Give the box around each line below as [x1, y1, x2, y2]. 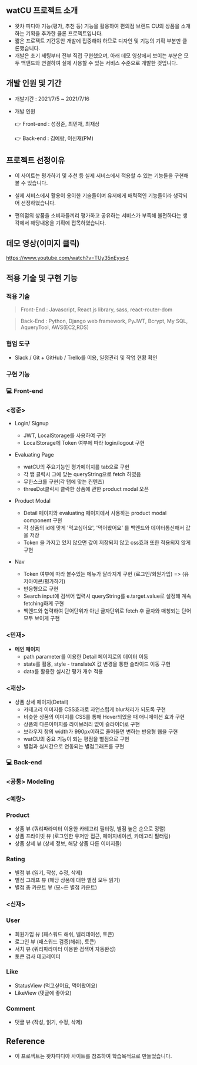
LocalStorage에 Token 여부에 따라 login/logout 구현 [23, 439, 145, 447]
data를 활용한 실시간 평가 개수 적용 [23, 667, 103, 675]
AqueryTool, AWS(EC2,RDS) [20, 324, 89, 331]
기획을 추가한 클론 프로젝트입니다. [25, 30, 103, 37]
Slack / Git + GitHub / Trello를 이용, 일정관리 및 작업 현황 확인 [14, 354, 158, 361]
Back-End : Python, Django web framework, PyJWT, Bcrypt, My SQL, [20, 317, 188, 324]
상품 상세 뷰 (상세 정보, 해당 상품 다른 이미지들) [14, 840, 122, 847]
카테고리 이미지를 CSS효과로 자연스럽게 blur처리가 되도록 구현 [23, 705, 166, 713]
